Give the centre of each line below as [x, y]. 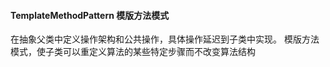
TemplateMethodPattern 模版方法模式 [90, 15]
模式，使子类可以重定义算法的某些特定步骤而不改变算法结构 [133, 52]
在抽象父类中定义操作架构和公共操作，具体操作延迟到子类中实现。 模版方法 [165, 39]
